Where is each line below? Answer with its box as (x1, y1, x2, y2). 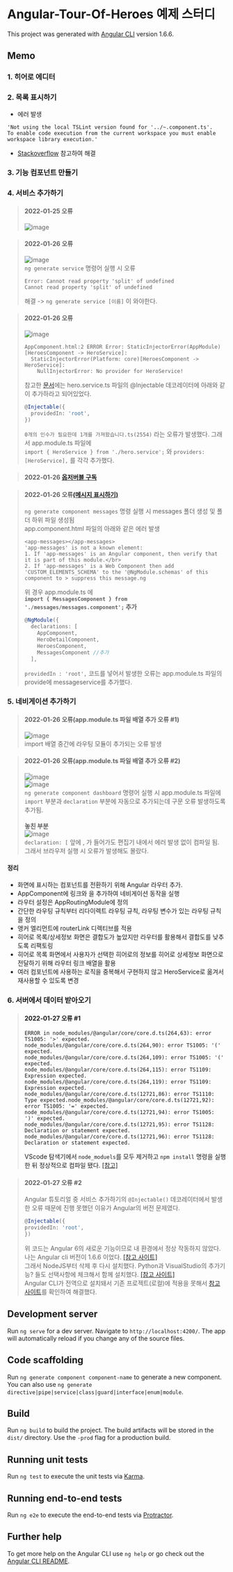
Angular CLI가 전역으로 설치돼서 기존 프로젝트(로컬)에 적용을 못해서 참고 (24, 1279, 220, 1287)
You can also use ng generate (7, 1380, 93, 1388)
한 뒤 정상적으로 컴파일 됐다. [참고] (24, 1161, 118, 1170)
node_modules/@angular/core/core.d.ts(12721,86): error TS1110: (24, 1090, 215, 1098)
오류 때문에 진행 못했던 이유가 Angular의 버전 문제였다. (31, 1204, 181, 1212)
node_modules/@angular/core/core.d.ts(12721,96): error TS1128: (24, 1134, 215, 1141)
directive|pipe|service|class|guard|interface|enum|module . (7, 1388, 184, 1396)
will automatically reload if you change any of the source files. (7, 1334, 185, 1342)
